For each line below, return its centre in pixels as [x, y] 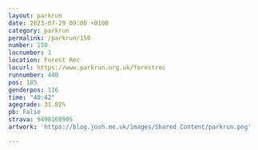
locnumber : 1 [30, 53]
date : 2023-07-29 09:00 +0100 [59, 23]
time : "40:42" [32, 97]
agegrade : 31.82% [37, 105]
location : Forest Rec [44, 61]
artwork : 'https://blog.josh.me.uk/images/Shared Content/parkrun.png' [130, 127]
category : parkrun [39, 30]
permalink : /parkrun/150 [50, 38]
